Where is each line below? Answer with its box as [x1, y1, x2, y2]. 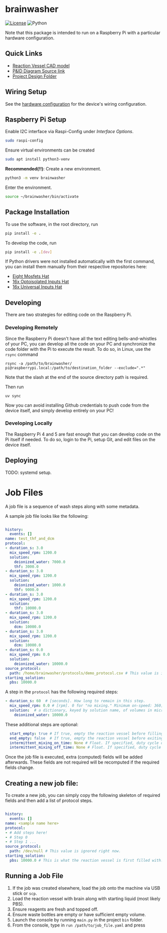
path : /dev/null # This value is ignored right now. [9, 849, 121, 854]
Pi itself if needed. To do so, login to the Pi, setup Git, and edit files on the [5, 436, 156, 442]
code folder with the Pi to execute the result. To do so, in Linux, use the [5, 346, 151, 352]
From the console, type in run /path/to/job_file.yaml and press [12, 922, 146, 928]
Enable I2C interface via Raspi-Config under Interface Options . [5, 129, 134, 135]
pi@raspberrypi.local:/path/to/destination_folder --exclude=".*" [5, 365, 146, 370]
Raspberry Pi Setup [5, 115, 67, 124]
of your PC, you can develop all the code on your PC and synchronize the [5, 340, 156, 347]
